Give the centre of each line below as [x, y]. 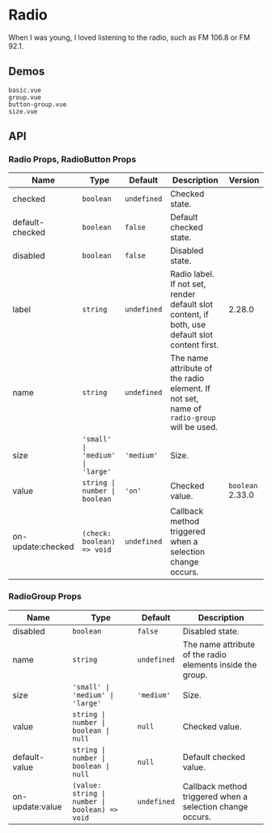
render [183, 294]
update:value [37, 806]
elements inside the [220, 664]
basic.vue [25, 90]
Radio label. [192, 274]
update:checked [43, 547]
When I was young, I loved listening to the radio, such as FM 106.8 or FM [130, 37]
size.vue [23, 111]
